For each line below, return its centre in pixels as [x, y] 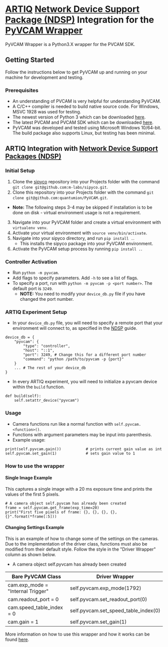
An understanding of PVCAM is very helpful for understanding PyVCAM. [87, 101]
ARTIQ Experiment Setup [36, 312]
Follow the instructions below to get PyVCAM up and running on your [76, 72]
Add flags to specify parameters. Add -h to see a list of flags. [75, 278]
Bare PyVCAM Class [36, 577]
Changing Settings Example [35, 528]
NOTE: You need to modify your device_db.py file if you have [82, 294]
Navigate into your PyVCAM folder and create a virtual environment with [86, 222]
